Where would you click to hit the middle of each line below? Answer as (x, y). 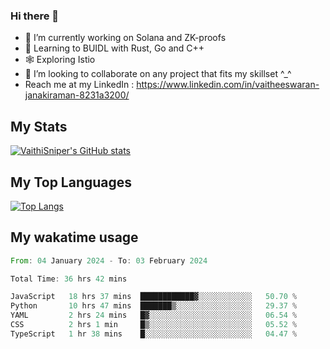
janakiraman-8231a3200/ (77, 95)
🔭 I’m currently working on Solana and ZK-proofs (125, 38)
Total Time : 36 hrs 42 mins (69, 279)
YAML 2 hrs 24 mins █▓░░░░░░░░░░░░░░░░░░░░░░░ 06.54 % (154, 315)
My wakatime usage (74, 237)
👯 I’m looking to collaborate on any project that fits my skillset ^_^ (158, 74)
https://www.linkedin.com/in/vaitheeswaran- (228, 85)
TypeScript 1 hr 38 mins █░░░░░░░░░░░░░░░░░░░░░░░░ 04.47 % (154, 334)
